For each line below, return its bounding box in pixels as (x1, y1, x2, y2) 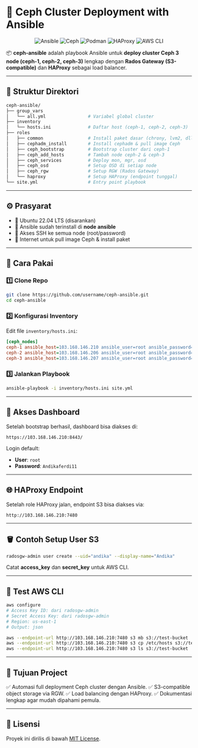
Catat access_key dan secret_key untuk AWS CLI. (6, 564, 129, 571)
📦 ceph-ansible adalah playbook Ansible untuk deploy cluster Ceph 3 (6, 49, 179, 56)
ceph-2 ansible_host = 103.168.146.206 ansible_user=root (6, 350, 146, 356)
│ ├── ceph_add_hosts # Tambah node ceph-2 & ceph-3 (6, 152, 165, 158)
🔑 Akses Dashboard (6, 407, 80, 417)
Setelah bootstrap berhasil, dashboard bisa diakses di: (6, 422, 138, 430)
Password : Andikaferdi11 (14, 462, 78, 469)
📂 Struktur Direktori (6, 87, 79, 97)
